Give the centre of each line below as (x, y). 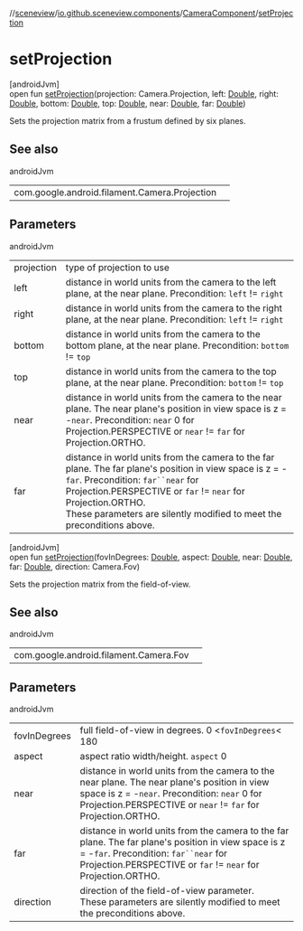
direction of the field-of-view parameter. (167, 891)
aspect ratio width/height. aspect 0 (153, 757)
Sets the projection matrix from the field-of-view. (100, 584)
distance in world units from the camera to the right (174, 308)
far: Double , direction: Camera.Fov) (75, 566)
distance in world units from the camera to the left (171, 282)
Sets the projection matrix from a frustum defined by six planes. (128, 120)
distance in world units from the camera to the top (171, 371)
